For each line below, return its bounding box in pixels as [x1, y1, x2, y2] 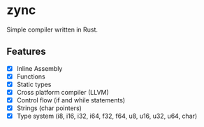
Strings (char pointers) [16, 104, 82, 112]
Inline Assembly [16, 64, 63, 72]
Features [6, 46, 46, 58]
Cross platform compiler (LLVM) [16, 88, 109, 96]
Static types [16, 80, 52, 88]
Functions [16, 72, 46, 81]
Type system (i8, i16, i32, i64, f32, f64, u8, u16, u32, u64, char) [16, 112, 198, 121]
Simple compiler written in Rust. [6, 25, 99, 34]
